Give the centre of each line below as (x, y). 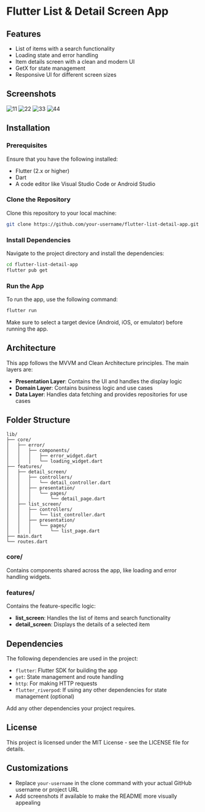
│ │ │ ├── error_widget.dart (52, 456)
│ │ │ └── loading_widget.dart (55, 461)
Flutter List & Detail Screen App (87, 11)
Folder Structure (38, 420)
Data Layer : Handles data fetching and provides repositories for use (101, 394)
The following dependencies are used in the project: (72, 658)
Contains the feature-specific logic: (51, 606)
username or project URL (47, 789)
